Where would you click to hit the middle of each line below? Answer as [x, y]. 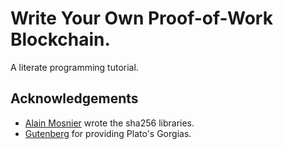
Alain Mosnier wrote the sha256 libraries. [109, 123]
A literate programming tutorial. [74, 67]
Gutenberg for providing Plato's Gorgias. [108, 133]
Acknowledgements [74, 98]
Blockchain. [60, 39]
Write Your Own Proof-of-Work [141, 18]
